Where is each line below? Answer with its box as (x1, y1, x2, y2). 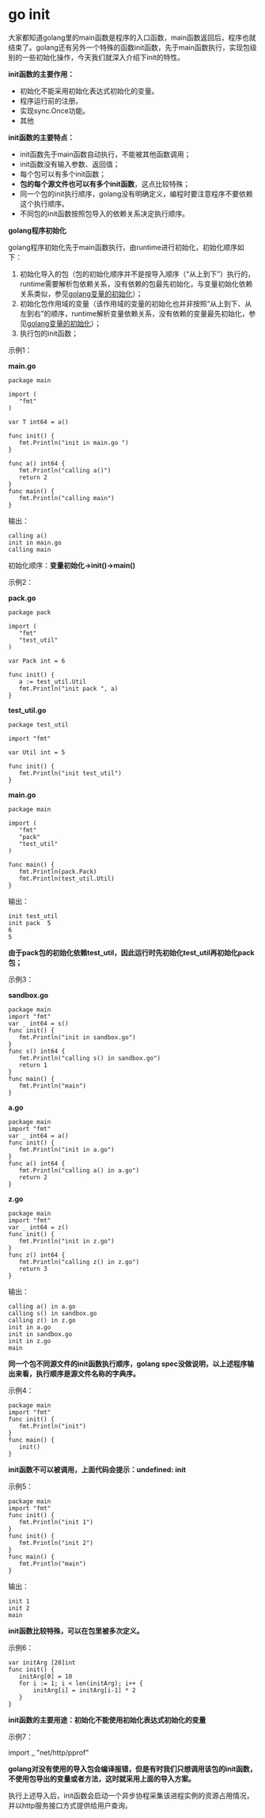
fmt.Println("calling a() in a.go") (18, 1166, 140, 1175)
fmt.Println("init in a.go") (18, 1145, 115, 1153)
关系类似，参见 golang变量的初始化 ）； (19, 289, 143, 298)
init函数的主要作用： (8, 69, 75, 78)
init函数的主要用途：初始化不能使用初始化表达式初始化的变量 (8, 1715, 206, 1725)
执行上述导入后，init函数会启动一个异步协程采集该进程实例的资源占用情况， (8, 1790, 254, 1800)
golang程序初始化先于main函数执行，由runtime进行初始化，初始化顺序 (8, 242, 238, 252)
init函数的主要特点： (8, 132, 75, 142)
